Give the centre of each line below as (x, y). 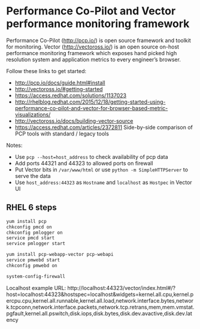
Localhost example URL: (36, 288)
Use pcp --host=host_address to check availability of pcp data (92, 156)
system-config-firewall (36, 276)
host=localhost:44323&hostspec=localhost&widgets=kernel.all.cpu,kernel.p (100, 294)
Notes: (14, 145)
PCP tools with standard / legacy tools (62, 134)
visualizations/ (33, 114)
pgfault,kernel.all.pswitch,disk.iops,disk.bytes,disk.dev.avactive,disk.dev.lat (99, 313)
